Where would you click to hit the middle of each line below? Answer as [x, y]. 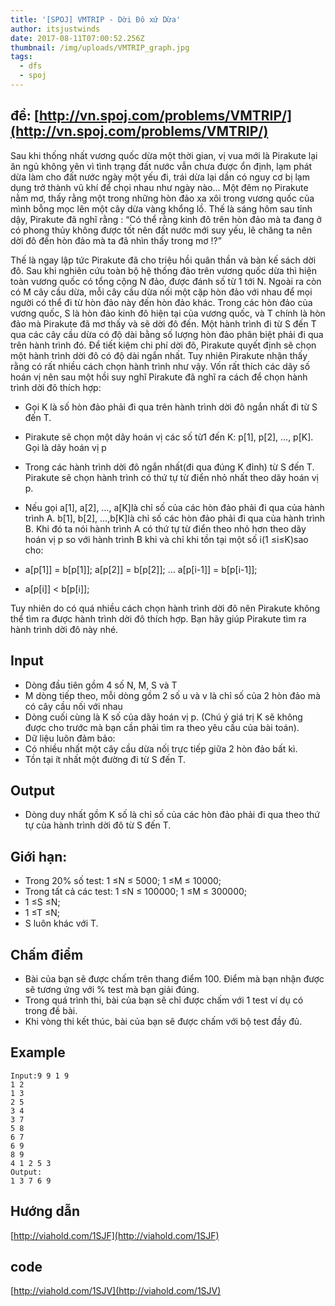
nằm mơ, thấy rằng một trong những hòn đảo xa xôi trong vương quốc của [162, 198]
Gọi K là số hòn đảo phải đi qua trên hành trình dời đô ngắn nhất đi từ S [171, 407]
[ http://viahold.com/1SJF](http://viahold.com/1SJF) [115, 1235]
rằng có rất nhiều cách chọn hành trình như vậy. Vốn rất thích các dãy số [160, 366]
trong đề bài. [51, 1010]
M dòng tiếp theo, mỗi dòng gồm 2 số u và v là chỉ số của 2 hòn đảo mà [172, 695]
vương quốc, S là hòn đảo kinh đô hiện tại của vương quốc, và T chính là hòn [168, 313]
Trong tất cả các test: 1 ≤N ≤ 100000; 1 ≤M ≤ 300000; [136, 892]
